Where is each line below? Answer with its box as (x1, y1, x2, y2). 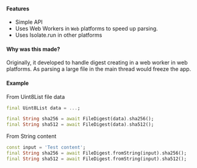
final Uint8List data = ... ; (6, 104, 81, 111)
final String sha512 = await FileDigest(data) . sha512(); (6, 122, 154, 128)
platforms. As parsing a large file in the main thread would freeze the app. (6, 65, 192, 73)
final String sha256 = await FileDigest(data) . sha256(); (6, 116, 154, 122)
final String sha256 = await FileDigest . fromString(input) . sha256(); (6, 150, 187, 156)
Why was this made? (6, 45, 60, 53)
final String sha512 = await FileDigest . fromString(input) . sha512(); (6, 156, 187, 162)
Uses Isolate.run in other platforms (15, 31, 102, 39)
